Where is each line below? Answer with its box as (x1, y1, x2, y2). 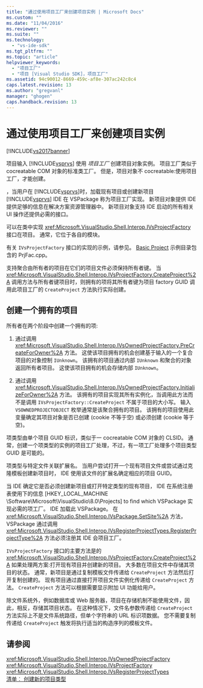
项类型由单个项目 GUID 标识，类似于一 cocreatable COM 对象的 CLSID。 (6, 434, 187, 442)
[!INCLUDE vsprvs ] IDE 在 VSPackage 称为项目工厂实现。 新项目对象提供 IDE (6, 195, 196, 203)
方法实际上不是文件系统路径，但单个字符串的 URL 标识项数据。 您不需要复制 (6, 612, 196, 619)
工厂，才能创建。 (6, 175, 49, 182)
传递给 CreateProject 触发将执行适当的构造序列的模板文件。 (6, 620, 156, 627)
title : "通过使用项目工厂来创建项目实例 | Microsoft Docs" (6, 8, 144, 15)
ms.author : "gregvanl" (6, 88, 63, 94)
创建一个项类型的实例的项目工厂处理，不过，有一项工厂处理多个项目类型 (16, 442, 197, 449)
